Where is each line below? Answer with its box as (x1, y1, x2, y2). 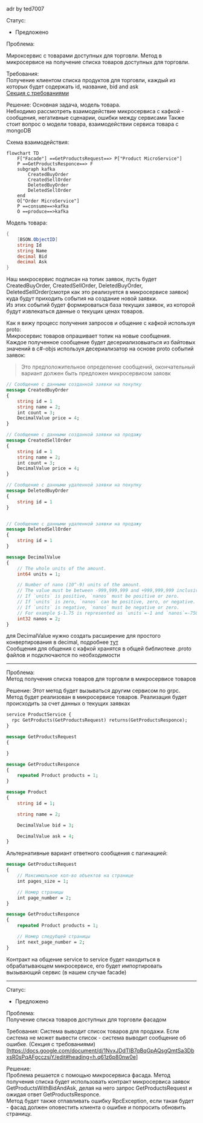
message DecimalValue (6, 554, 61, 560)
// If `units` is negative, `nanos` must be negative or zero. (17, 604, 180, 611)
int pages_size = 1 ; (17, 878, 69, 884)
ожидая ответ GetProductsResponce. (6, 1090, 101, 1098)
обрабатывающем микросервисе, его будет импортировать (6, 962, 163, 969)
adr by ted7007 (6, 5, 44, 12)
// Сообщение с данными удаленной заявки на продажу (6, 520, 142, 527)
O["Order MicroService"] (17, 198, 80, 204)
